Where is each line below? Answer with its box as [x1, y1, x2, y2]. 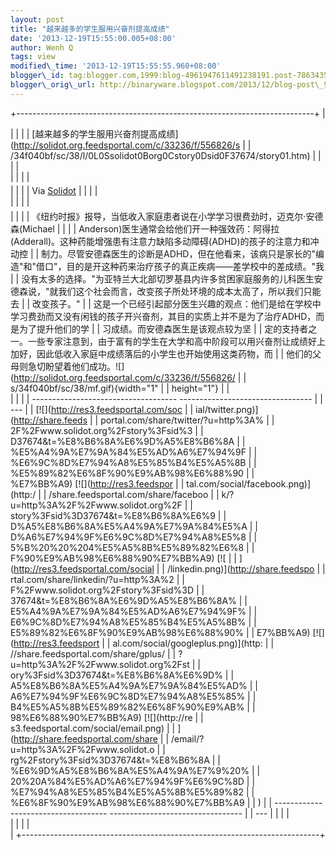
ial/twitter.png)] [195, 403, 259, 415]
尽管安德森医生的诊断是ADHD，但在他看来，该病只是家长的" [67, 247, 316, 260]
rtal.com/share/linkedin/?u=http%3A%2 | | [10, 573, 185, 585]
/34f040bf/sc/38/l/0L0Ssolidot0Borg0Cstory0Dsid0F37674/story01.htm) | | [10, 149, 322, 161]
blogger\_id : [10, 71, 65, 81]
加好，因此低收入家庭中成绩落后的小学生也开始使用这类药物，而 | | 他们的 [10, 347, 313, 360]
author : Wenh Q [10, 42, 74, 53]
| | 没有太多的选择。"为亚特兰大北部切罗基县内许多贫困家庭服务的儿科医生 [10, 272, 315, 285]
